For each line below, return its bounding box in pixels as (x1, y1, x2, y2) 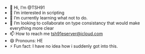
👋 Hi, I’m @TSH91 (9, 5, 45, 10)
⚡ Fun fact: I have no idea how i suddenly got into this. (9, 43, 118, 49)
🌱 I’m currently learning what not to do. (9, 15, 88, 20)
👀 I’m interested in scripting (9, 10, 64, 16)
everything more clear (9, 25, 54, 31)
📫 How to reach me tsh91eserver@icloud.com (9, 31, 103, 36)
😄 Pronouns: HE (9, 38, 43, 43)
